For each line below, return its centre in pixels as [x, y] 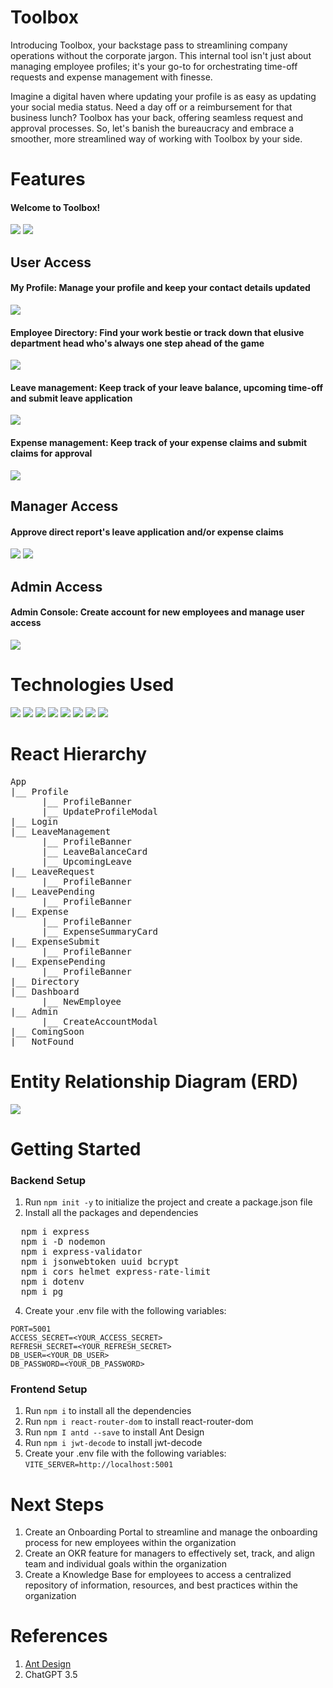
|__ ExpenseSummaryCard [100, 931]
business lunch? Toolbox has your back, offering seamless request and [157, 117]
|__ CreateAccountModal [100, 1021]
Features [48, 179]
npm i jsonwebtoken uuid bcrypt [100, 1262]
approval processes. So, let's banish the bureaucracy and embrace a [152, 128]
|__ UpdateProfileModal [100, 811]
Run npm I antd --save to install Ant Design [114, 1432]
